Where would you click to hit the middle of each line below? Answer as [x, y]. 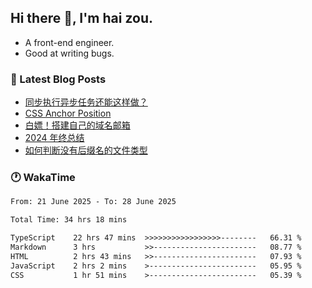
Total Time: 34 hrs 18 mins [69, 220]
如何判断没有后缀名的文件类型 [86, 150]
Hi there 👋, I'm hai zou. [81, 18]
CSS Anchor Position [68, 113]
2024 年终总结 [54, 138]
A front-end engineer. [69, 42]
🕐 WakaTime [43, 178]
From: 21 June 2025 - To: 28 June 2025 [93, 202]
